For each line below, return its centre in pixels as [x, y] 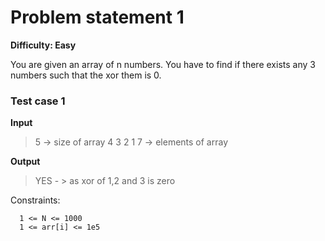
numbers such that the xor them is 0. [86, 75]
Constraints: [35, 200]
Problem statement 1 [97, 17]
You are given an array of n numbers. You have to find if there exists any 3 [163, 64]
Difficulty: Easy [43, 45]
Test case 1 [38, 101]
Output [25, 162]
